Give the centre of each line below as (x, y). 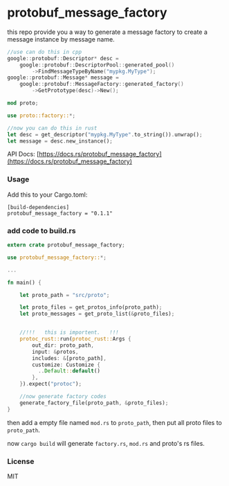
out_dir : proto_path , (63, 345)
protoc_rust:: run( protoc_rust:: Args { (75, 339)
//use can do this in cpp (44, 52)
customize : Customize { (66, 365)
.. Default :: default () (69, 371)
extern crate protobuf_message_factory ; (66, 245)
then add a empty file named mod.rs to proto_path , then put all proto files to (115, 422)
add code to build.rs (42, 231)
